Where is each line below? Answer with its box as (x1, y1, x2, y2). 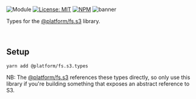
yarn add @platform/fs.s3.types (6, 63, 88, 69)
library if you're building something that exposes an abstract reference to (6, 80, 190, 87)
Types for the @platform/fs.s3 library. (6, 18, 100, 24)
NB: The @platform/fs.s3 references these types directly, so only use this (6, 73, 191, 81)
